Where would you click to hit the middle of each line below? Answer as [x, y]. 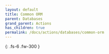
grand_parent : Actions [28, 23]
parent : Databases [24, 19]
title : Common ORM [24, 14]
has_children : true [25, 28]
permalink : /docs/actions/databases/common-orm [55, 32]
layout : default [22, 10]
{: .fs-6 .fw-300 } [23, 46]
